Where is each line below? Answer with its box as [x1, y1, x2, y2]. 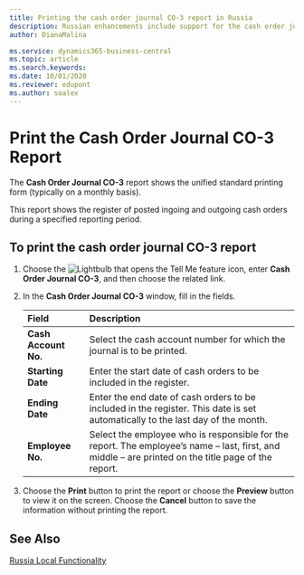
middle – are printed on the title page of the [89, 451, 273, 464]
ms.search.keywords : [9, 63, 88, 72]
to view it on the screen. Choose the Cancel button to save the [22, 495, 256, 506]
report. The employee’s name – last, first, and [89, 440, 280, 453]
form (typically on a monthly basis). [9, 187, 142, 197]
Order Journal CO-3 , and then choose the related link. [22, 273, 226, 284]
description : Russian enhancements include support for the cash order [9, 22, 285, 31]
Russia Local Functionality [9, 555, 107, 566]
